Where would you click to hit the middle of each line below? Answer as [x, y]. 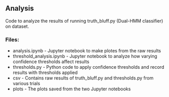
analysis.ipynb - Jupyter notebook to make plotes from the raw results [87, 51]
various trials [26, 84]
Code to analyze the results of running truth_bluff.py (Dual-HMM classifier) [84, 21]
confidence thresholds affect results [51, 62]
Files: [12, 40]
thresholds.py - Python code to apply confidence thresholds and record [88, 67]
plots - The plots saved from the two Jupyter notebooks [72, 89]
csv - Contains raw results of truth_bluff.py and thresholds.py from [83, 78]
